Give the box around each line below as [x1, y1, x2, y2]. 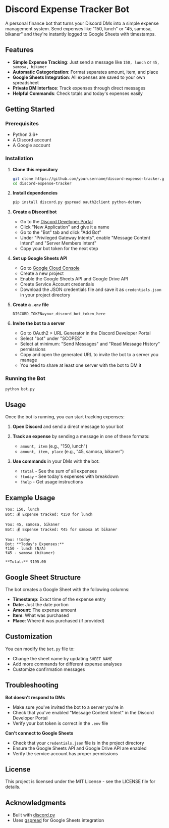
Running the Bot [5, 375, 45, 382]
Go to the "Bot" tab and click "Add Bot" [20, 229, 102, 235]
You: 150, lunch [5, 507, 39, 512]
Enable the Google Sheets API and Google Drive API [20, 276, 129, 282]
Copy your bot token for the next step [20, 246, 98, 252]
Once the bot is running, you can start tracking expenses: [5, 414, 125, 420]
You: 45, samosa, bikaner [5, 522, 60, 527]
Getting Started [5, 105, 55, 114]
